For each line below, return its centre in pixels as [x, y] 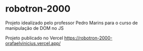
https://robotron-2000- [88, 38]
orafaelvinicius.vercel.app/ [33, 43]
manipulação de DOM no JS [34, 28]
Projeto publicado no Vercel [34, 38]
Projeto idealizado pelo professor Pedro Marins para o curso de [71, 23]
